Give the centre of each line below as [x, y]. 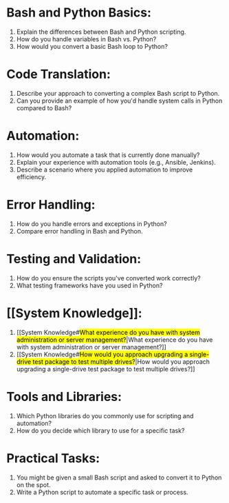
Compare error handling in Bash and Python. [79, 231]
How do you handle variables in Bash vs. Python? [86, 39]
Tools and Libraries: [64, 397]
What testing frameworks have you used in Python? [89, 285]
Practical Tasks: [53, 458]
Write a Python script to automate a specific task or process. [102, 492]
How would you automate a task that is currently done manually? [108, 155]
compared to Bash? [44, 107]
